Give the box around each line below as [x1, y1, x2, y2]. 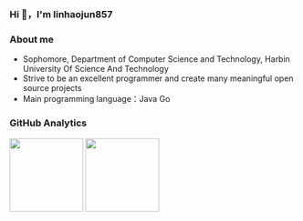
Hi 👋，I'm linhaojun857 [9, 7, 113, 20]
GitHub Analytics [9, 116, 88, 129]
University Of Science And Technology [22, 64, 169, 75]
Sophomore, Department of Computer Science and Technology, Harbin [22, 54, 290, 65]
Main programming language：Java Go [22, 94, 171, 105]
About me [9, 33, 55, 45]
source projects [22, 83, 82, 94]
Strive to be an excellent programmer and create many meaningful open [22, 73, 294, 84]
